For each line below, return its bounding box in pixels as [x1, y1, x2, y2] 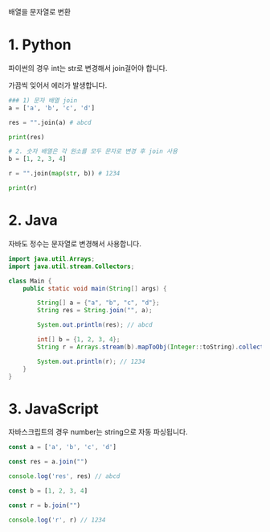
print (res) [8, 133, 45, 141]
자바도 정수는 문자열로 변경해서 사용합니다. [8, 238, 142, 248]
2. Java [8, 212, 58, 229]
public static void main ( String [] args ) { [22, 284, 167, 292]
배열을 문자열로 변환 [8, 7, 71, 16]
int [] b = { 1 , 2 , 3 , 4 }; [37, 336, 121, 344]
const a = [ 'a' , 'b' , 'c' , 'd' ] [8, 443, 117, 452]
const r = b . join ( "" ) [8, 501, 81, 509]
